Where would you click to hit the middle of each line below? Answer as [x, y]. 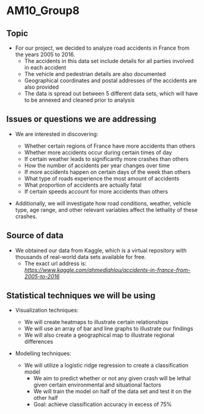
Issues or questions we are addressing [82, 119]
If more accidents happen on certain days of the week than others [107, 171]
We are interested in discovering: [57, 134]
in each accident [45, 67]
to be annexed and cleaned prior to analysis [79, 100]
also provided [42, 87]
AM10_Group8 [43, 11]
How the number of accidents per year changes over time [97, 165]
